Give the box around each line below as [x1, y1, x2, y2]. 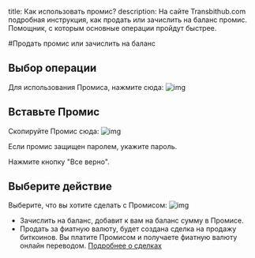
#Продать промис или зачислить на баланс [8, 39, 156, 48]
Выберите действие [8, 180, 113, 193]
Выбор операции [8, 62, 97, 75]
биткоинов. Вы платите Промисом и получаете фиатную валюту [19, 233, 238, 242]
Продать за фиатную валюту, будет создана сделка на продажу [19, 224, 237, 234]
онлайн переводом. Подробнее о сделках [19, 241, 162, 251]
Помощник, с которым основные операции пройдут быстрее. [8, 24, 217, 32]
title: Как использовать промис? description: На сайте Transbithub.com [8, 7, 246, 16]
